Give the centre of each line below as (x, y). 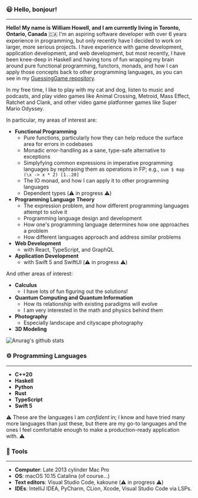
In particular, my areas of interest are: (52, 120)
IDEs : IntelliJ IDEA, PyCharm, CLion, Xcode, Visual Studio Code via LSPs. (103, 488)
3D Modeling (31, 329)
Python (24, 387)
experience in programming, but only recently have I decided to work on (94, 41)
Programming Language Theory (55, 200)
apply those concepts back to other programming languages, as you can (94, 72)
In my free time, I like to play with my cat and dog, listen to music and (90, 90)
